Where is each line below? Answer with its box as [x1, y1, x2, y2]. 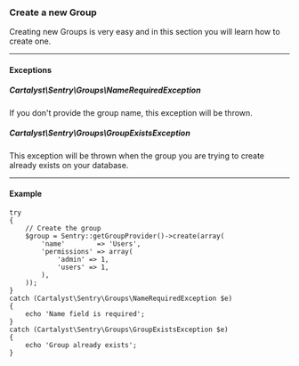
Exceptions [9, 64, 52, 75]
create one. [9, 36, 52, 46]
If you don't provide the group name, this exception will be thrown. [9, 107, 254, 118]
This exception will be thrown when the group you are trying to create [9, 150, 265, 161]
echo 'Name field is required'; [25, 310, 145, 319]
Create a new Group [9, 6, 98, 19]
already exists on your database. [9, 159, 129, 170]
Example [9, 189, 43, 199]
